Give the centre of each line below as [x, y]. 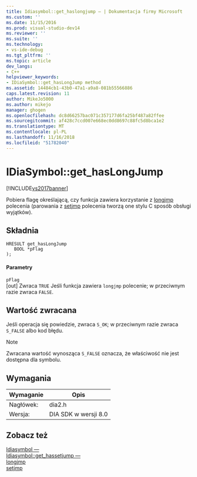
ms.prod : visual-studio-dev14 [43, 28]
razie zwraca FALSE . [30, 292]
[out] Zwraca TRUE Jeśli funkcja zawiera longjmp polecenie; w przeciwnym [96, 285]
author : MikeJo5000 [30, 99]
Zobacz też [27, 435]
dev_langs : [19, 66]
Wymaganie [26, 395]
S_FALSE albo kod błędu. [35, 331]
